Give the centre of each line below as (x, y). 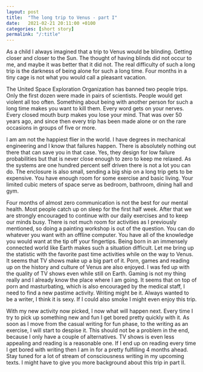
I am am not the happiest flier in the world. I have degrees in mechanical (96, 139)
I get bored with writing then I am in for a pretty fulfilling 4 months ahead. (97, 350)
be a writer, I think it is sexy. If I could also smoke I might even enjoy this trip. (101, 299)
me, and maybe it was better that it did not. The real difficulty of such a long (101, 65)
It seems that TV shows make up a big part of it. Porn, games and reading (98, 261)
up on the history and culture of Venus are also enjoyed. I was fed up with (98, 267)
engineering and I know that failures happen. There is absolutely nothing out (101, 146)
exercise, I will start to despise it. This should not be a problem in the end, (98, 330)
